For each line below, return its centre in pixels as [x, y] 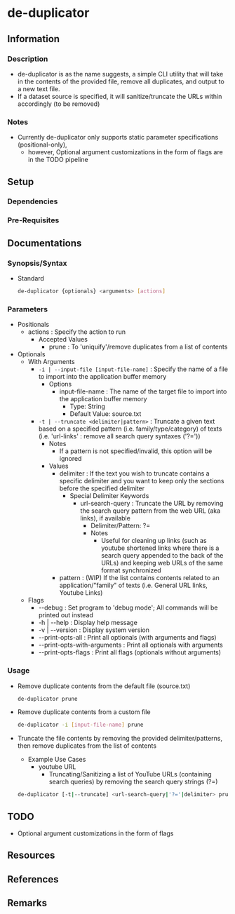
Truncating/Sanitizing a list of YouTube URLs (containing [130, 774]
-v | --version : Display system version [94, 630]
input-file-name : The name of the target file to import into [143, 391]
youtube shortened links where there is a [160, 548]
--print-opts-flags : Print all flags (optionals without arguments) [130, 652]
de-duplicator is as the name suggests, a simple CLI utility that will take [120, 74]
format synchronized [131, 570]
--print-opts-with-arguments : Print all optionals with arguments [130, 645]
